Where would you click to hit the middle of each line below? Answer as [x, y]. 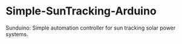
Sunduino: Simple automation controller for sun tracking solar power [91, 28]
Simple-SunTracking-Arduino [81, 11]
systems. [17, 34]
